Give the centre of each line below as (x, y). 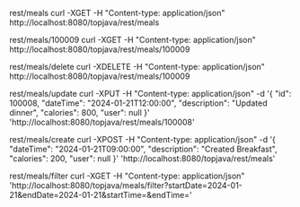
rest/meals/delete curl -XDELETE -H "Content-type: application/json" (137, 67)
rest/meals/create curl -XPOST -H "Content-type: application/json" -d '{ (143, 139)
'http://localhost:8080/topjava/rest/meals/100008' (102, 122)
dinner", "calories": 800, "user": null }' (79, 112)
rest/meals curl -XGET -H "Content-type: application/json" (117, 13)
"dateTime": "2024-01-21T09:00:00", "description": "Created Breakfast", (143, 149)
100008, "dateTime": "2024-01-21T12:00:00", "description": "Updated (138, 103)
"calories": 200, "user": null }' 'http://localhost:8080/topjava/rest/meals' (142, 159)
